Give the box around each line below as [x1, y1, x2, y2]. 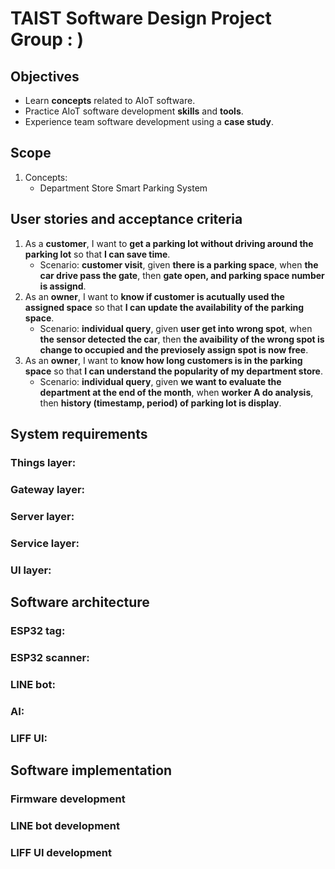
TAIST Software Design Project [10, 7, 272, 30]
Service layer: [10, 536, 80, 550]
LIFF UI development [10, 845, 113, 859]
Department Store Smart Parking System [39, 182, 208, 194]
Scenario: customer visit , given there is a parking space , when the [39, 258, 319, 271]
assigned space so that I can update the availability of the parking [24, 301, 305, 313]
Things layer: [10, 455, 77, 469]
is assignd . [39, 280, 87, 292]
